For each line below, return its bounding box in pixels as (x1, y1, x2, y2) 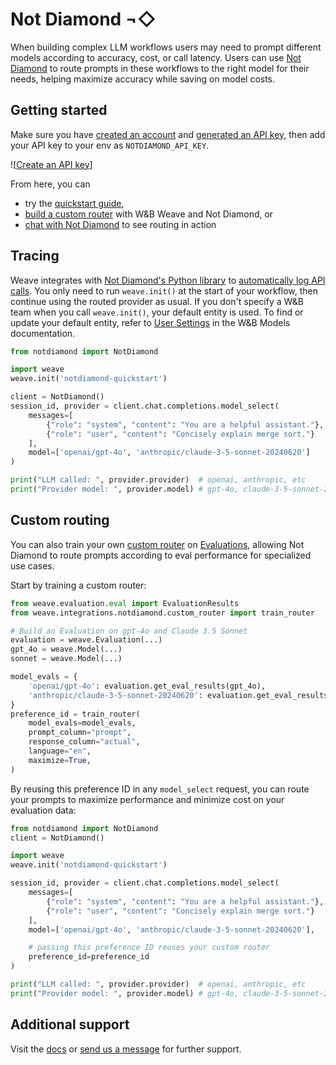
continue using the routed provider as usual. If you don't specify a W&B (10, 295, 304, 307)
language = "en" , (28, 746, 92, 756)
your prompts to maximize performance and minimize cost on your (10, 793, 285, 805)
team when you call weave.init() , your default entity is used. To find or (10, 306, 304, 318)
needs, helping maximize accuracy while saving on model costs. (10, 73, 276, 85)
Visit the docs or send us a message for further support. (10, 1043, 242, 1055)
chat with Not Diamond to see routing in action (24, 218, 217, 230)
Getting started (10, 102, 108, 119)
